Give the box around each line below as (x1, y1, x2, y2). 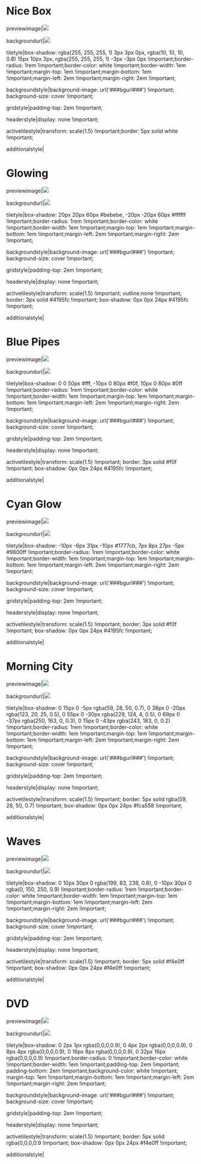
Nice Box (6, 4, 52, 18)
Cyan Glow (6, 498, 62, 511)
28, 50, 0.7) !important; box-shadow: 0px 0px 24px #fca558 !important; (6, 802, 183, 809)
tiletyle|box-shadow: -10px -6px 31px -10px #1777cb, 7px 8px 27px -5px (6, 542, 184, 549)
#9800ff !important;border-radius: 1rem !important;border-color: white (6, 548, 180, 555)
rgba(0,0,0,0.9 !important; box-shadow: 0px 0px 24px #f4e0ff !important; (6, 1139, 187, 1146)
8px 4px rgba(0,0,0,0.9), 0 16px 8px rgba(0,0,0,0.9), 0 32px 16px (6, 1047, 166, 1055)
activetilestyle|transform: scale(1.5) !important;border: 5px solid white (6, 127, 178, 135)
